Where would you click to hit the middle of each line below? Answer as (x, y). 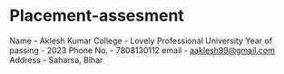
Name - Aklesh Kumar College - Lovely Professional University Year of (141, 41)
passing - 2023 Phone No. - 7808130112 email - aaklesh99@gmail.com (142, 50)
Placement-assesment (97, 16)
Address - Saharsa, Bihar (56, 60)
